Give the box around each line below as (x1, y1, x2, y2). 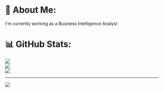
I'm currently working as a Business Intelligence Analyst (5, 21, 118, 26)
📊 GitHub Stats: (5, 39, 72, 50)
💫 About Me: (5, 4, 57, 16)
